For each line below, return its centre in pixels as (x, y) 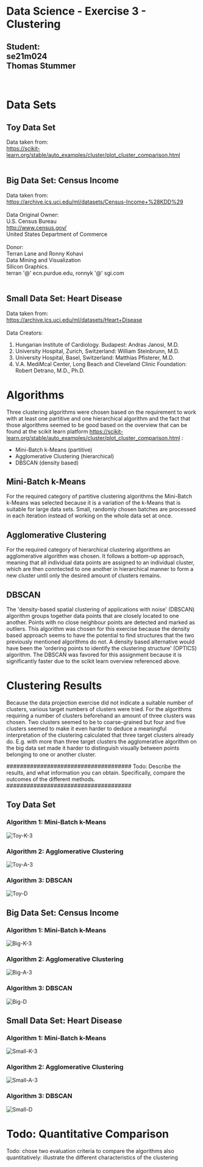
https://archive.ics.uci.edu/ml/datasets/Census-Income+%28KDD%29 (95, 202)
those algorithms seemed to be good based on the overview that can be (97, 425)
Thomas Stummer (41, 66)
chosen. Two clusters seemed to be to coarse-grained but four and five (96, 722)
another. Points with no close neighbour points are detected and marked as (101, 622)
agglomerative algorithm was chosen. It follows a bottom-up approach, (95, 556)
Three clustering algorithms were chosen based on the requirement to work (101, 412)
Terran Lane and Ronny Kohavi (45, 254)
